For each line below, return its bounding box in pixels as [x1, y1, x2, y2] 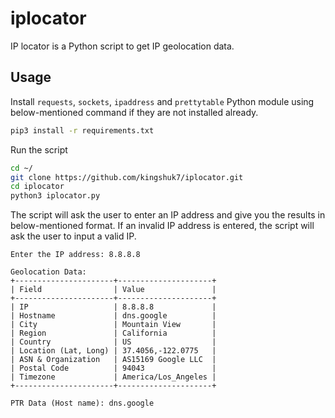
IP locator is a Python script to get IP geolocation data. [10, 40, 235, 52]
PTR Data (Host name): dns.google [10, 398, 155, 409]
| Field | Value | [10, 285, 217, 295]
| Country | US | [10, 337, 217, 347]
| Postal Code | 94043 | [10, 363, 217, 374]
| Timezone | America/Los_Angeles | [10, 372, 217, 382]
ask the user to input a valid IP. [10, 230, 137, 242]
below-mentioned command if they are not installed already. [10, 106, 259, 118]
